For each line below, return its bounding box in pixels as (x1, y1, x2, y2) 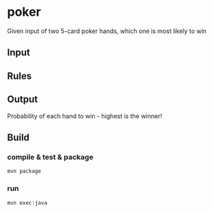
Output (7, 93, 38, 105)
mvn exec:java (7, 199, 48, 206)
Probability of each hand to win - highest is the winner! (7, 111, 163, 120)
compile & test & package (7, 152, 94, 161)
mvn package (7, 168, 41, 175)
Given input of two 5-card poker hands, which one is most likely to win (7, 27, 207, 35)
